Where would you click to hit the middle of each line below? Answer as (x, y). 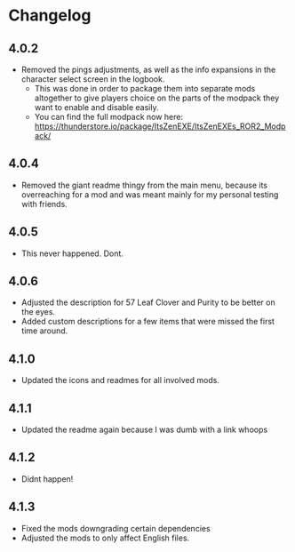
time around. (44, 331)
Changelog (50, 16)
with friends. (44, 204)
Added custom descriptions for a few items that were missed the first (147, 322)
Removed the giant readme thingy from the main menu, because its (144, 185)
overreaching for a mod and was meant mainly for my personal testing (150, 194)
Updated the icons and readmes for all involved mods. (120, 380)
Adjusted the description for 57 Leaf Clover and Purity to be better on (148, 302)
